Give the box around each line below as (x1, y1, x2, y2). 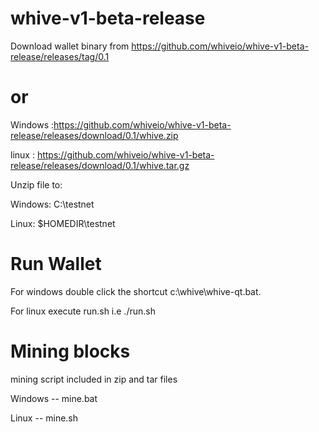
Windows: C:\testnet (10, 198, 95, 210)
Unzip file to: (10, 178, 63, 191)
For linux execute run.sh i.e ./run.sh (10, 305, 156, 317)
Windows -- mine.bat (10, 392, 98, 404)
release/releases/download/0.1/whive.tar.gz (10, 159, 190, 171)
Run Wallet (10, 253, 102, 276)
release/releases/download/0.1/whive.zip (10, 129, 179, 141)
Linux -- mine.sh (10, 412, 79, 424)
